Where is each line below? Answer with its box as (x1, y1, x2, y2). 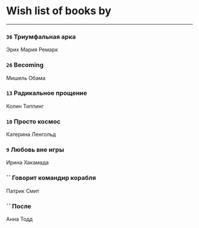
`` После (6, 202, 31, 210)
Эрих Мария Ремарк (6, 46, 58, 53)
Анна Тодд (6, 216, 33, 223)
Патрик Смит (6, 187, 40, 194)
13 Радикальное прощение (6, 89, 88, 97)
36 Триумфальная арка (6, 33, 76, 41)
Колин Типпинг (6, 102, 44, 110)
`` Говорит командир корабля (6, 174, 97, 182)
